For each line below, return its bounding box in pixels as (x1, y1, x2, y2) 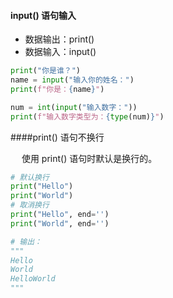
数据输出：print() (24, 33, 95, 45)
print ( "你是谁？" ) (10, 66, 82, 76)
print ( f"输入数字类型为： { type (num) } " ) (10, 111, 165, 122)
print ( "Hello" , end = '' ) (10, 210, 110, 220)
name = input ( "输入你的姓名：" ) (10, 75, 135, 85)
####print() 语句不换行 (10, 131, 105, 143)
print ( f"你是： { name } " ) (10, 84, 105, 94)
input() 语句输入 (10, 9, 77, 21)
